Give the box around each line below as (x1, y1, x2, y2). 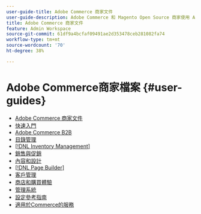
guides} (6, 94, 46, 107)
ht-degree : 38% (6, 48, 44, 54)
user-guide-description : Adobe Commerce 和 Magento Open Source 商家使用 (6, 14, 190, 20)
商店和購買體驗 (14, 178, 52, 186)
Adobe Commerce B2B (14, 128, 72, 135)
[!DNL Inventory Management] (14, 142, 91, 150)
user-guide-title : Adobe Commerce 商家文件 (6, 8, 113, 15)
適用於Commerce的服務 (14, 201, 74, 208)
